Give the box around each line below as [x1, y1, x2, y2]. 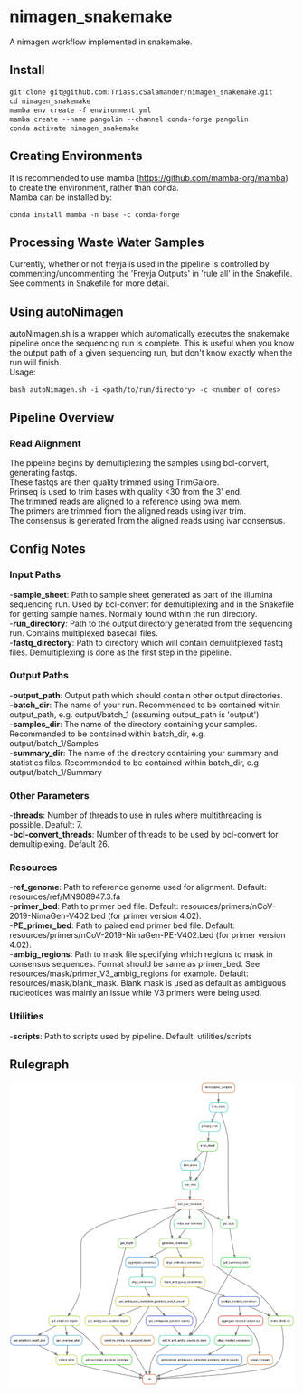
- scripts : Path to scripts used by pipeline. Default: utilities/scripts [9, 1030, 252, 1041]
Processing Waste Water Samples [9, 234, 205, 250]
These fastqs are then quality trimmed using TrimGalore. [9, 477, 220, 488]
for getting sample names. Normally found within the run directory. [9, 608, 258, 619]
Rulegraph [9, 1057, 70, 1073]
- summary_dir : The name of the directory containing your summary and [9, 747, 279, 758]
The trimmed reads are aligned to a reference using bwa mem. [9, 496, 242, 507]
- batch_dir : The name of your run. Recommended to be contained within [9, 699, 281, 710]
